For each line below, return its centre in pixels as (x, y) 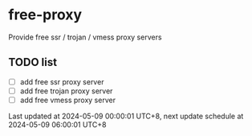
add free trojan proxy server (66, 91)
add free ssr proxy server (62, 81)
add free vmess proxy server (68, 100)
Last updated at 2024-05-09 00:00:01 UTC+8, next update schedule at (126, 116)
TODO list (33, 62)
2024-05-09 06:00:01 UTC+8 (57, 124)
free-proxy (45, 15)
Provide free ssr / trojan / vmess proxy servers (85, 37)
